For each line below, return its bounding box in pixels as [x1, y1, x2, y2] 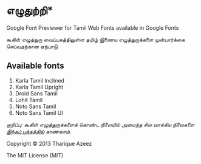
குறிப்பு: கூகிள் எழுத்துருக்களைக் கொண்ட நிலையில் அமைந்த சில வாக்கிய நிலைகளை [6, 121, 195, 128]
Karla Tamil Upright [15, 83, 64, 91]
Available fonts [6, 61, 64, 71]
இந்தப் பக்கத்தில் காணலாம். [6, 128, 72, 135]
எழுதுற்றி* [6, 4, 53, 18]
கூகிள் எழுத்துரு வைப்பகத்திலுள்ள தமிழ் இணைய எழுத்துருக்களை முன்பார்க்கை [6, 36, 185, 43]
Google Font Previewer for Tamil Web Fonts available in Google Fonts [6, 24, 179, 31]
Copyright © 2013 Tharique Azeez [6, 140, 92, 147]
